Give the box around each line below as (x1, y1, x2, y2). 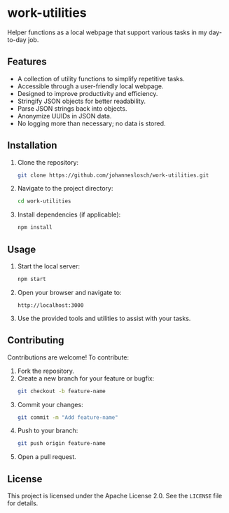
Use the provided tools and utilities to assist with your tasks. (17, 314, 191, 322)
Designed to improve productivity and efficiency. (17, 89, 158, 97)
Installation (7, 139, 57, 151)
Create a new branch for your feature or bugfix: (17, 374, 155, 383)
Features (7, 56, 47, 68)
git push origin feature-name (17, 440, 106, 447)
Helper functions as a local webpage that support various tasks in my (7, 28, 208, 36)
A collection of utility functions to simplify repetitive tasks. (17, 74, 185, 83)
